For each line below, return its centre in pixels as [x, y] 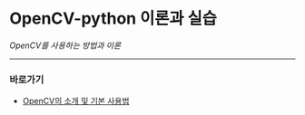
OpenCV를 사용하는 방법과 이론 [65, 45]
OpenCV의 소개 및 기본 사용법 [76, 101]
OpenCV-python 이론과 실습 [113, 19]
